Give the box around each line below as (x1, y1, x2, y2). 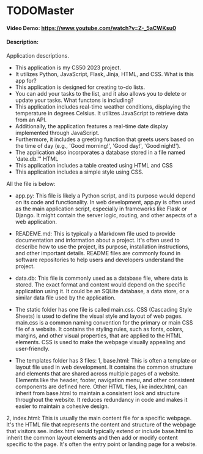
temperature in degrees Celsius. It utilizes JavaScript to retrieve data (15, 109, 188, 117)
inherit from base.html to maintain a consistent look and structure (15, 389, 180, 396)
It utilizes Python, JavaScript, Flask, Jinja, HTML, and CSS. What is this (15, 70, 194, 77)
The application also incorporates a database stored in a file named (15, 148, 185, 156)
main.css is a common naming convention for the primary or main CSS (15, 318, 193, 326)
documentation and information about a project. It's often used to (15, 236, 180, 244)
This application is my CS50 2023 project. (15, 64, 121, 71)
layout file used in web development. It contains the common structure (15, 363, 194, 371)
